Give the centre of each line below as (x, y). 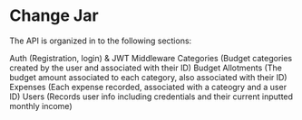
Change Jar (54, 16)
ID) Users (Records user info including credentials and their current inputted (151, 97)
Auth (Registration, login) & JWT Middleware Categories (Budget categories (151, 58)
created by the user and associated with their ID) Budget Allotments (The (146, 68)
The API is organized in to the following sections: (101, 41)
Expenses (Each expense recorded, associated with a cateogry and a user (148, 87)
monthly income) (41, 106)
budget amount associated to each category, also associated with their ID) (148, 77)
